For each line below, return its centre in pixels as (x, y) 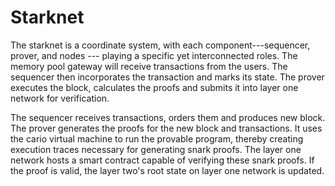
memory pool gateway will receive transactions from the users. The (149, 66)
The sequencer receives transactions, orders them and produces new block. (168, 117)
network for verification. (60, 98)
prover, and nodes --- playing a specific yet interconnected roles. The (154, 55)
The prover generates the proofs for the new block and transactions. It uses (166, 128)
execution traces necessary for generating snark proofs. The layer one (156, 149)
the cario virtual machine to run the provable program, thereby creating (157, 138)
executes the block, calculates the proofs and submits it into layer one (154, 87)
